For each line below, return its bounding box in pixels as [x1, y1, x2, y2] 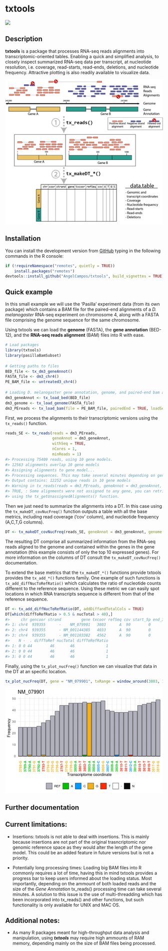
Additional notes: [5, 916, 60, 925]
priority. [12, 855, 29, 861]
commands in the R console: [5, 253, 64, 259]
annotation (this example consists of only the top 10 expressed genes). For [5, 549, 159, 555]
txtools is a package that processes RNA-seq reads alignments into [5, 48, 144, 54]
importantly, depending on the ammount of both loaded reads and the [12, 880, 156, 886]
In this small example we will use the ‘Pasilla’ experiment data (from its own [5, 301, 160, 307]
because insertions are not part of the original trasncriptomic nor [12, 839, 146, 845]
